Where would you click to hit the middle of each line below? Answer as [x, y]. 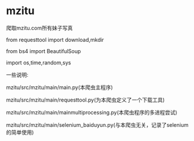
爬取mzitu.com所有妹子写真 [39, 28]
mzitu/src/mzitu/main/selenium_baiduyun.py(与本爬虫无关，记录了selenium [97, 124]
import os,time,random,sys [39, 63]
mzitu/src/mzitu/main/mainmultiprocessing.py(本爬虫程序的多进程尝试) [92, 112]
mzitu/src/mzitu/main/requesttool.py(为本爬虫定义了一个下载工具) [86, 100]
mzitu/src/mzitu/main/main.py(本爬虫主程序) [60, 87]
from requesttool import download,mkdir [55, 40]
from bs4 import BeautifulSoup [44, 51]
